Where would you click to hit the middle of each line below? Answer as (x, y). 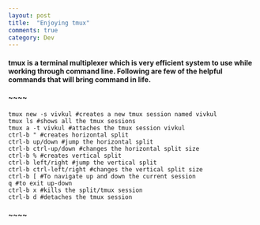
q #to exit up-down (40, 184)
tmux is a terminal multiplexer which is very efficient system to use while (130, 62)
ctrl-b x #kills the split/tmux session (76, 190)
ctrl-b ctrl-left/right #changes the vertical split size (106, 170)
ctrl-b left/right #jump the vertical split (83, 163)
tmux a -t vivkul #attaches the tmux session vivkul (97, 128)
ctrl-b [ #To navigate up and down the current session (102, 177)
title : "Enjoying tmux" (49, 23)
